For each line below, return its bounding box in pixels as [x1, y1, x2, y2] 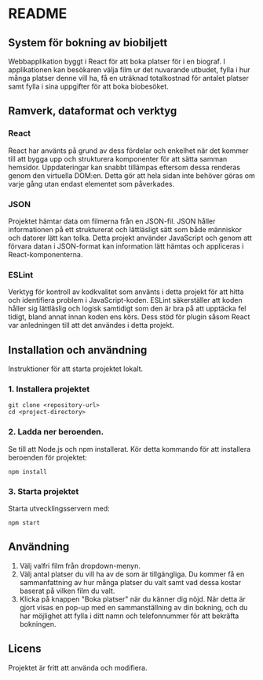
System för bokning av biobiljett [8, 36, 168, 49]
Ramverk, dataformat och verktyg [8, 104, 177, 118]
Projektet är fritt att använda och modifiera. [8, 663, 148, 672]
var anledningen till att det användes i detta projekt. [8, 321, 174, 330]
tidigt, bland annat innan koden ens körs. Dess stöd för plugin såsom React [8, 312, 250, 322]
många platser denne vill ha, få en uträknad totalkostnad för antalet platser [8, 74, 250, 82]
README [8, 5, 68, 23]
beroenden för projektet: [8, 453, 88, 462]
